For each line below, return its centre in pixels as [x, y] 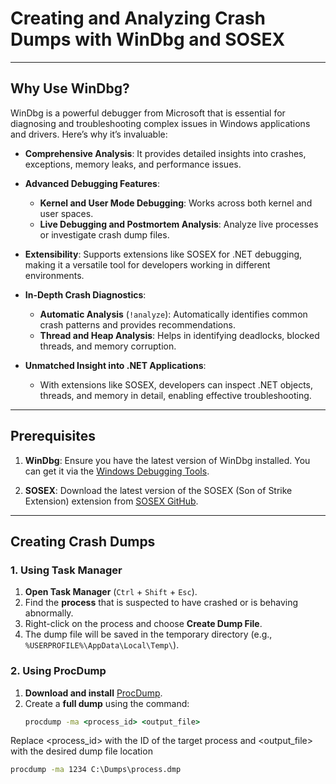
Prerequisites [53, 436]
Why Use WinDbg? [70, 88]
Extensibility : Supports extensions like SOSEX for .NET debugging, [163, 254]
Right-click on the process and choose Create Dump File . [143, 624]
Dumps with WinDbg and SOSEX [148, 39]
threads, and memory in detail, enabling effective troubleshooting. [175, 395]
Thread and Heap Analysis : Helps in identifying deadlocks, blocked [179, 335]
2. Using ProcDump [58, 671]
